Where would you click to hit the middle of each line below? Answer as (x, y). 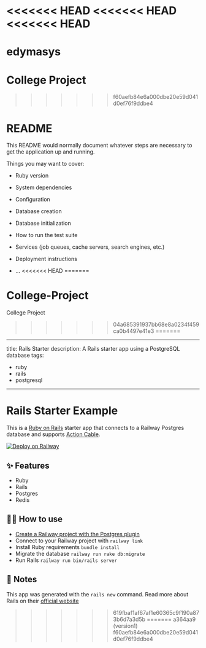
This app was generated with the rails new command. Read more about (97, 594)
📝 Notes (22, 580)
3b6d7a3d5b (129, 619)
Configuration (32, 200)
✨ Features (28, 465)
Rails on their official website (43, 601)
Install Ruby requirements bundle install (67, 547)
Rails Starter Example (62, 411)
